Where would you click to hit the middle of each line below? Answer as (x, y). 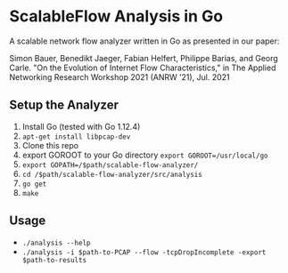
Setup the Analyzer (64, 105)
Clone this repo (50, 145)
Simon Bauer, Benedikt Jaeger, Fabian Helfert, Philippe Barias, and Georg (144, 58)
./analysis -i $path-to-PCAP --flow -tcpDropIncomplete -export (144, 252)
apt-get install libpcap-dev (76, 136)
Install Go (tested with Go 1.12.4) (81, 126)
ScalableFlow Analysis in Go (116, 16)
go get (34, 184)
